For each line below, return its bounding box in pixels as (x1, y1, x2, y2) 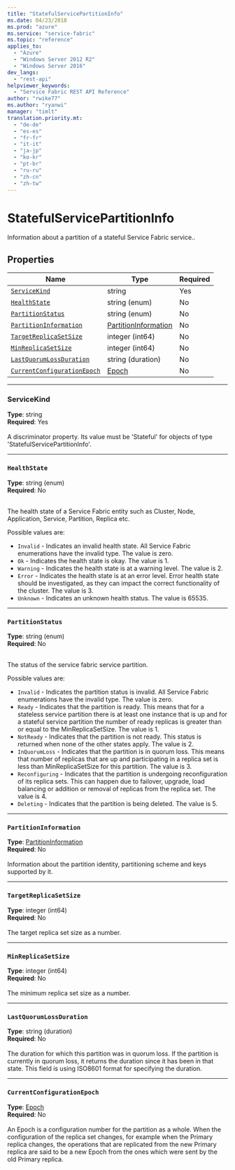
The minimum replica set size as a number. (7, 988, 131, 997)
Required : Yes (7, 418, 49, 426)
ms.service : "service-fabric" (7, 29, 96, 37)
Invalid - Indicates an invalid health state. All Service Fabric (17, 542, 191, 550)
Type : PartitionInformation (7, 838, 83, 846)
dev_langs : (7, 69, 39, 76)
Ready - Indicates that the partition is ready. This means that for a (17, 703, 204, 711)
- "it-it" (13, 141, 42, 148)
